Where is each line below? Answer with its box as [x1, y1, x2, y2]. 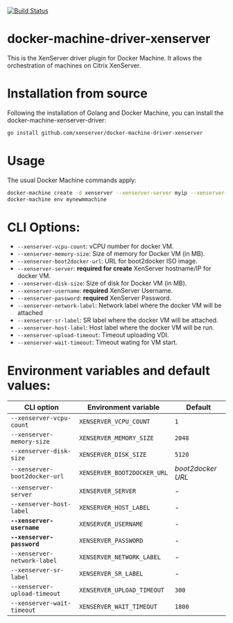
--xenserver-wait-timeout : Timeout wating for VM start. [17, 338, 178, 347]
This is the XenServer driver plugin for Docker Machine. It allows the [7, 54, 202, 62]
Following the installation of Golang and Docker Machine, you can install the [7, 108, 224, 117]
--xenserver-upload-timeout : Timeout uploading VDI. [17, 331, 169, 339]
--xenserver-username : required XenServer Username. [17, 286, 173, 295]
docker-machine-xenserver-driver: [7, 115, 107, 124]
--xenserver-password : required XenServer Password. [17, 294, 172, 302]
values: [7, 378, 51, 393]
